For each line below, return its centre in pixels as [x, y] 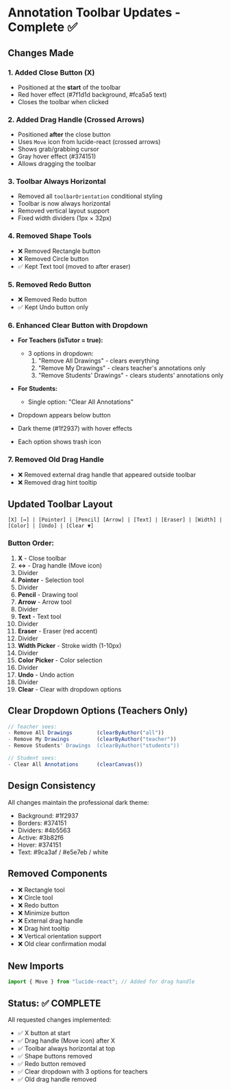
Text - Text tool [39, 616]
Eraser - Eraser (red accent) [57, 631]
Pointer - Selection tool [51, 580]
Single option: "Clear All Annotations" [81, 402]
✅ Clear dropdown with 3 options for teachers [82, 1071]
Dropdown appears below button [64, 415]
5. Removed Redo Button [50, 284]
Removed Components [58, 874]
